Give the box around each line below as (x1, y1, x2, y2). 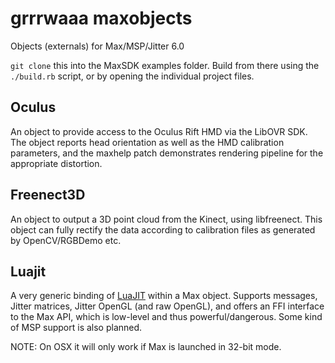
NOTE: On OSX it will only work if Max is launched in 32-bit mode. (10, 341, 282, 353)
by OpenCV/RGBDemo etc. (10, 234, 122, 246)
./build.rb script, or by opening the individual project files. (10, 70, 255, 82)
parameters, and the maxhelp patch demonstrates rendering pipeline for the (10, 147, 324, 159)
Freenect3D (10, 187, 86, 204)
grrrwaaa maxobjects (10, 7, 193, 30)
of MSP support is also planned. (10, 322, 143, 334)
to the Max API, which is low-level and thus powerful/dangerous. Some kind (10, 311, 323, 323)
